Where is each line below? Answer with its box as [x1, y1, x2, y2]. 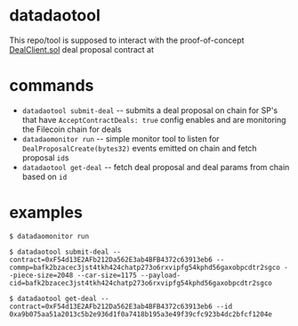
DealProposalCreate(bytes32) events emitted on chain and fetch [21, 143, 257, 153]
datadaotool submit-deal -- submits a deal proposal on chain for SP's [21, 104, 278, 116]
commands [9, 76, 94, 96]
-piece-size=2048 [9, 271, 74, 280]
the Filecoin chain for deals [21, 124, 122, 134]
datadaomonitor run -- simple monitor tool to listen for [21, 133, 220, 143]
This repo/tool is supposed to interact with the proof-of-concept [9, 35, 245, 45]
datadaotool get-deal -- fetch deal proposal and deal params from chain [21, 161, 290, 172]
